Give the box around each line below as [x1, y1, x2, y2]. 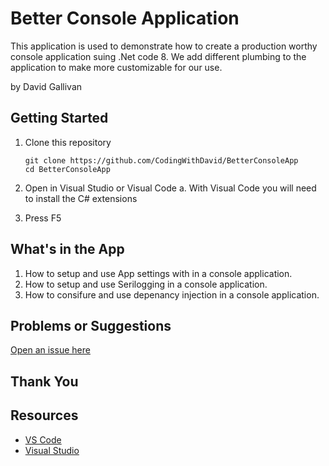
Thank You [10, 373, 79, 390]
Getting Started [10, 110, 109, 127]
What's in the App [10, 241, 125, 258]
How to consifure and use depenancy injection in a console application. [24, 288, 320, 301]
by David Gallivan [10, 80, 83, 92]
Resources [10, 407, 79, 424]
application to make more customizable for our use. [10, 61, 223, 73]
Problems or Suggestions [10, 317, 172, 334]
